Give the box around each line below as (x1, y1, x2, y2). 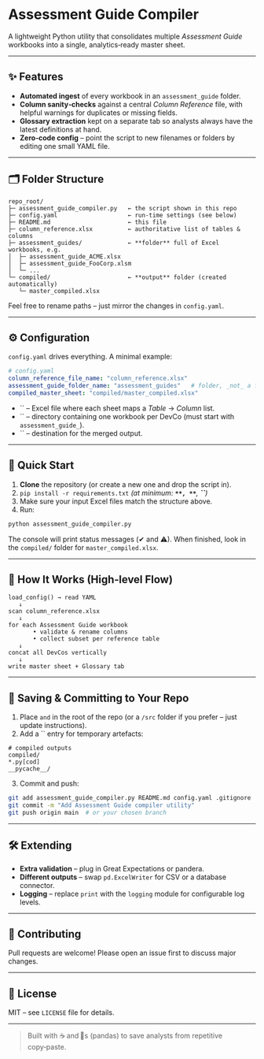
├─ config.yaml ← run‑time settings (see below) (8, 211, 237, 219)
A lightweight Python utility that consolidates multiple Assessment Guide (8, 32, 243, 41)
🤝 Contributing (8, 927, 82, 941)
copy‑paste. (27, 1042, 67, 1052)
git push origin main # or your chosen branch (8, 808, 167, 816)
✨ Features (8, 70, 64, 84)
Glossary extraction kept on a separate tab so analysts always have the (19, 116, 253, 125)
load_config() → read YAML (8, 593, 97, 602)
